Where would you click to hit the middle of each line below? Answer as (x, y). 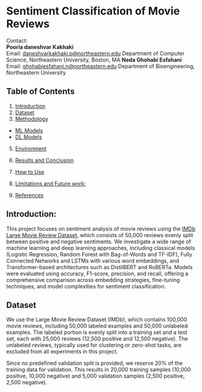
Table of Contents (41, 92)
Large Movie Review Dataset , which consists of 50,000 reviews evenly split (100, 235)
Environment (31, 148)
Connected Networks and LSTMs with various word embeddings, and (93, 261)
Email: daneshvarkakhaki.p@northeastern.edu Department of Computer (96, 53)
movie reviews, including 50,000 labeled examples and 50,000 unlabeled (97, 326)
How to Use (30, 172)
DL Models (28, 137)
